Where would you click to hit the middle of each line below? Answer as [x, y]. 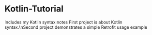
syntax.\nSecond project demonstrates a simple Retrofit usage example [76, 27]
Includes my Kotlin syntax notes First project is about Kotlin [63, 22]
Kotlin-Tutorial [34, 9]
